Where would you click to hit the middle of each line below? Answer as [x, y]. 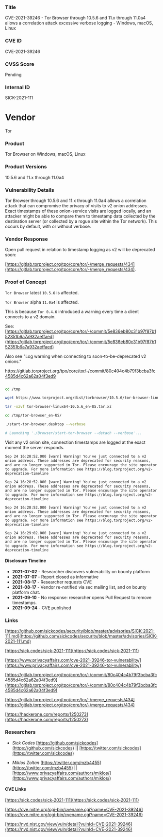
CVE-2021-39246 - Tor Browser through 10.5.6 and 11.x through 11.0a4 [75, 18]
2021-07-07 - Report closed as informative [55, 577]
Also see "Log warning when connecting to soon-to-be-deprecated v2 [76, 356]
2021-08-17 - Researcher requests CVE [52, 582]
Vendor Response [26, 239]
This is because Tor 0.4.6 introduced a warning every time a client [72, 311]
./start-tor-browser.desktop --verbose [45, 424]
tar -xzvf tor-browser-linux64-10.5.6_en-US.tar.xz [58, 407]
